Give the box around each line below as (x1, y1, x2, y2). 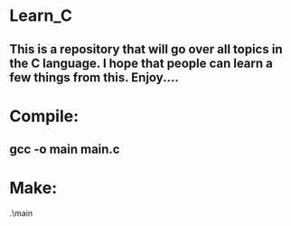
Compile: (9, 106, 80, 127)
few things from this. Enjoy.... (9, 70, 179, 85)
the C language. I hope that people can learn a (9, 55, 274, 71)
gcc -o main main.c (9, 142, 120, 157)
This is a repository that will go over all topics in (9, 42, 283, 57)
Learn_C (9, 5, 73, 26)
